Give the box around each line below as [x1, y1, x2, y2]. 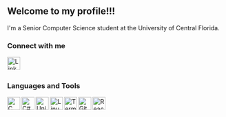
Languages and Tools [7, 81, 81, 91]
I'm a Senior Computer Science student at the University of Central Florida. [7, 23, 220, 32]
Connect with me [7, 41, 65, 50]
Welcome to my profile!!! [7, 6, 116, 17]
